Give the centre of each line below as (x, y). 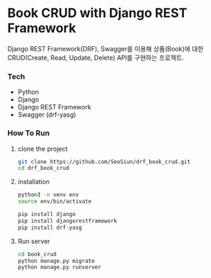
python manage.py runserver (59, 267)
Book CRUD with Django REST (97, 13)
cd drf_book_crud (43, 169)
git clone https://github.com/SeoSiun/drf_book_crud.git (104, 161)
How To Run (29, 133)
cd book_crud (37, 254)
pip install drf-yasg (50, 228)
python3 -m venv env (48, 195)
